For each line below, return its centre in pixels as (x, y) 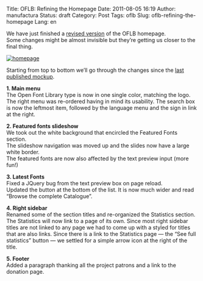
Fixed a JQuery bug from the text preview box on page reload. (84, 183)
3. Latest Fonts (25, 177)
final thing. (20, 46)
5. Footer (18, 259)
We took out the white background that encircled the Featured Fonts (92, 133)
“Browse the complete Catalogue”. (49, 196)
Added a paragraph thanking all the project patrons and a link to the (91, 265)
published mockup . (30, 76)
